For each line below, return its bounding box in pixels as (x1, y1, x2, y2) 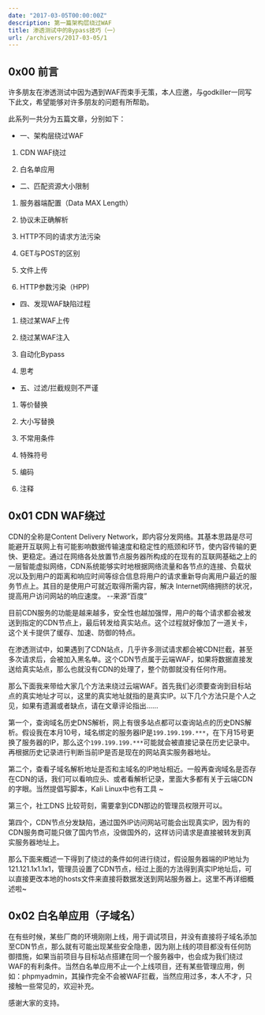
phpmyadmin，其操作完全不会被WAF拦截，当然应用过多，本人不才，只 (21, 971, 252, 981)
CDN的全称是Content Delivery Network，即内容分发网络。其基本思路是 (8, 532, 239, 541)
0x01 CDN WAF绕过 (8, 509, 106, 523)
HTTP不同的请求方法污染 (19, 232, 101, 241)
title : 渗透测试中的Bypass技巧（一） (8, 26, 119, 34)
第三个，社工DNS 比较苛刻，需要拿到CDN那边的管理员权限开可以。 (8, 801, 227, 810)
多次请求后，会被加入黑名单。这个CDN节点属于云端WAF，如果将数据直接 (8, 654, 246, 664)
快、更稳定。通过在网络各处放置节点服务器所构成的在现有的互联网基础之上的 (8, 551, 257, 561)
